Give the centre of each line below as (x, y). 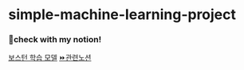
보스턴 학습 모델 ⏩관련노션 (50, 58)
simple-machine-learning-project (122, 15)
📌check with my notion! (55, 40)
